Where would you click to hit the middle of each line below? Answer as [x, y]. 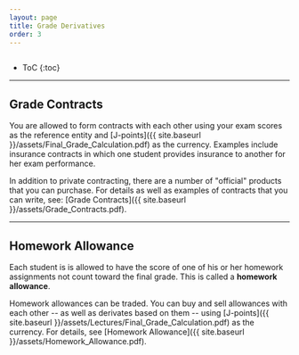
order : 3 [25, 34]
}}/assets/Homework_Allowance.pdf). [78, 341]
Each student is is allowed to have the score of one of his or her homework [146, 267]
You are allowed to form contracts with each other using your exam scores [146, 126]
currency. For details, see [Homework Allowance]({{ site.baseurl [127, 332]
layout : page [33, 17]
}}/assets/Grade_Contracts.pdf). [68, 210]
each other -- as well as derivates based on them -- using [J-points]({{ [139, 313]
